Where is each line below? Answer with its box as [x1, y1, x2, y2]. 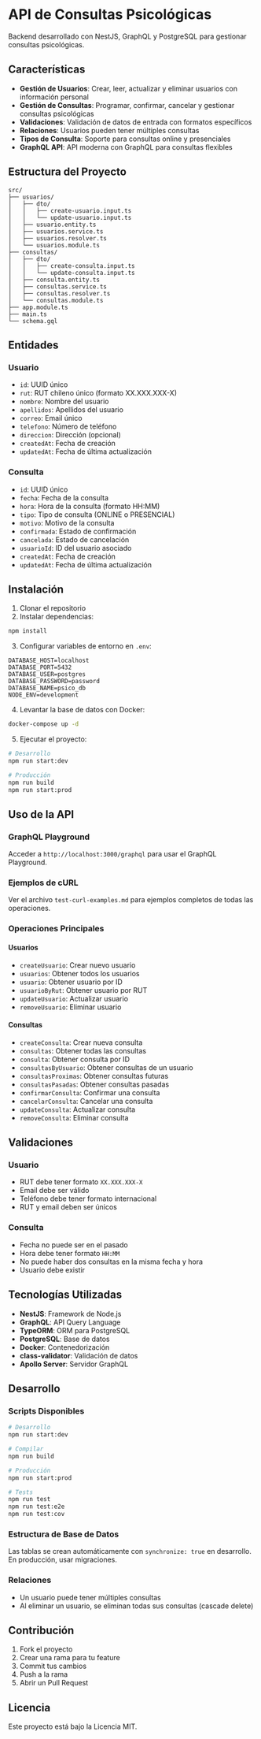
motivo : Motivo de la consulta [19, 518, 115, 527]
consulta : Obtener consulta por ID [19, 1054, 130, 1064]
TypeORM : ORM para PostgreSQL [19, 1325, 130, 1335]
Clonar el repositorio [19, 604, 86, 613]
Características [8, 63, 86, 76]
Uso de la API [8, 808, 75, 821]
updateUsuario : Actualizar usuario [19, 994, 128, 1003]
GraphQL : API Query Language [19, 1317, 121, 1327]
